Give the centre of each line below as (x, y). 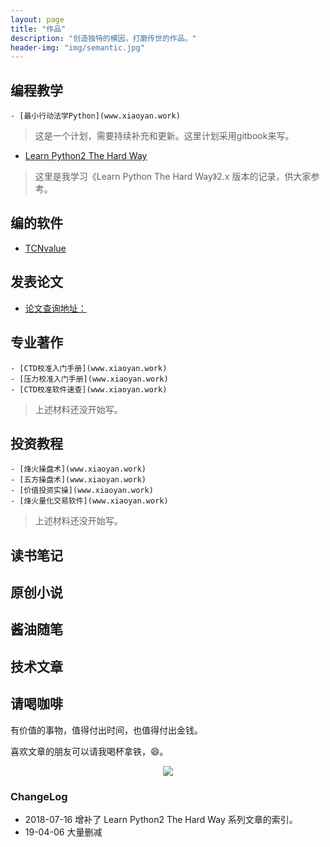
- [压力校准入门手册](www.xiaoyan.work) (89, 379)
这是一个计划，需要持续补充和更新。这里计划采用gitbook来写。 (164, 136)
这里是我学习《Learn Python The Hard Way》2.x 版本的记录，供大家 (173, 177)
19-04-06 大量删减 (63, 832)
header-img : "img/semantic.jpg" (77, 47)
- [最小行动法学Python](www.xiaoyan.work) (95, 116)
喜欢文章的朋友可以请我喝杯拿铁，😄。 (89, 751)
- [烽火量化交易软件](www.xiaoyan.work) (89, 501)
